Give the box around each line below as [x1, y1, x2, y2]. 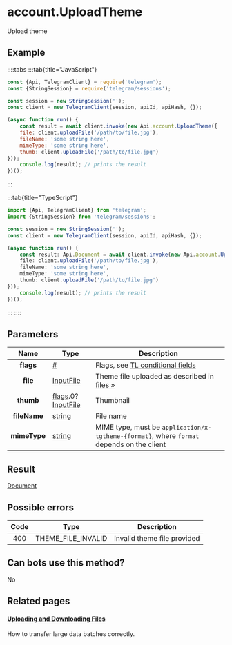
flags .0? [52, 391, 79, 401]
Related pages [7, 595, 70, 607]
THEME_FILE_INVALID [35, 533, 108, 543]
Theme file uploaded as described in [95, 372, 214, 381]
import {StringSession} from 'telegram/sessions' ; [7, 213, 156, 220]
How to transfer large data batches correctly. [7, 630, 135, 638]
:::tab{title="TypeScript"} [7, 194, 78, 202]
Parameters [7, 328, 59, 340]
